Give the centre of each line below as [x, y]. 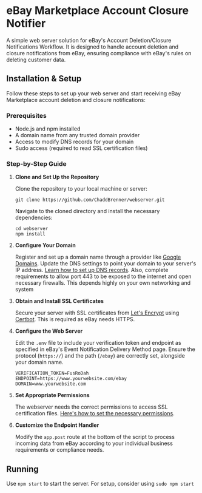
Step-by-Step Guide [36, 163]
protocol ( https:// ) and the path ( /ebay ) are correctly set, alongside [100, 356]
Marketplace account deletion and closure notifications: [76, 100]
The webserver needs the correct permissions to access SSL [91, 407]
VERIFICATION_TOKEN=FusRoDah [52, 373]
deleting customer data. [36, 59]
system [24, 290]
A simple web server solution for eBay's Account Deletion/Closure [89, 40]
